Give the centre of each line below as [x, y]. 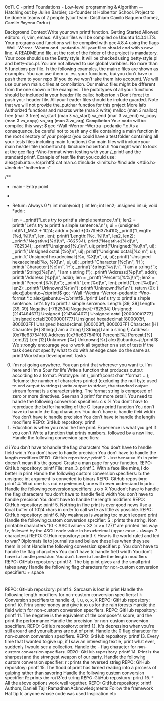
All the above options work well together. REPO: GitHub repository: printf [78, 683]
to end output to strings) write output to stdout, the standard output [80, 386]
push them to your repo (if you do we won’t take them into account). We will [82, 79]
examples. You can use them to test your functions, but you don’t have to [79, 74]
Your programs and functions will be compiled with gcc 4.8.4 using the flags [82, 43]
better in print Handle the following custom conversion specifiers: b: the [78, 473]
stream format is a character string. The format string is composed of [82, 391]
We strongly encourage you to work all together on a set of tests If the [83, 345]
